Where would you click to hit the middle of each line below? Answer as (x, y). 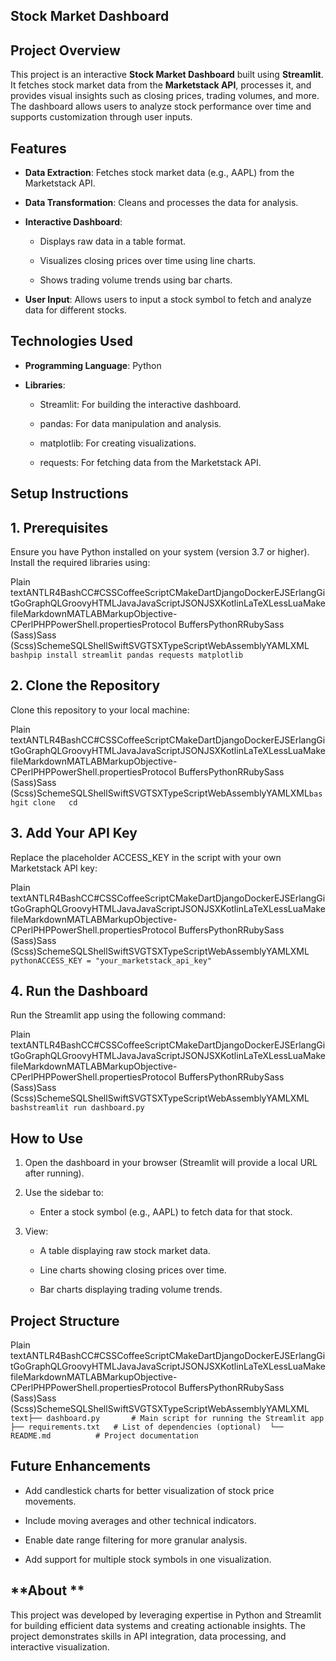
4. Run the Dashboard (79, 991)
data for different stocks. (75, 310)
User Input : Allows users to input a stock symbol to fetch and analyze (168, 300)
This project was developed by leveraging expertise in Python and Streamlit (166, 1615)
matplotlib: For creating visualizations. (118, 443)
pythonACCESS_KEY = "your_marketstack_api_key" (111, 960)
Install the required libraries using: (80, 563)
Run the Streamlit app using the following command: (118, 1015)
